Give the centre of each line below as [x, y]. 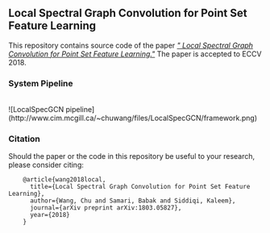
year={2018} [50, 215]
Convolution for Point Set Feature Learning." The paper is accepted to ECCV [135, 54]
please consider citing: [46, 165]
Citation [24, 139]
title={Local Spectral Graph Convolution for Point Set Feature [140, 187]
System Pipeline [41, 83]
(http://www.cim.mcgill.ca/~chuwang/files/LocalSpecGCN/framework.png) [133, 118]
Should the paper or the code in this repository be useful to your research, [132, 156]
